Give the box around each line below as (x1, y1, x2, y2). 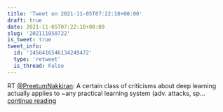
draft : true (7, 17, 42, 24)
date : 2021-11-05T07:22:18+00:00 (7, 23, 105, 30)
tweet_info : (7, 43, 42, 50)
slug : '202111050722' (7, 29, 71, 37)
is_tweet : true (7, 36, 52, 43)
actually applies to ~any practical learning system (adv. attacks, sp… (7, 89, 205, 97)
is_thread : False (13, 62, 65, 69)
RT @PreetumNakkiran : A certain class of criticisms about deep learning (7, 81, 217, 90)
